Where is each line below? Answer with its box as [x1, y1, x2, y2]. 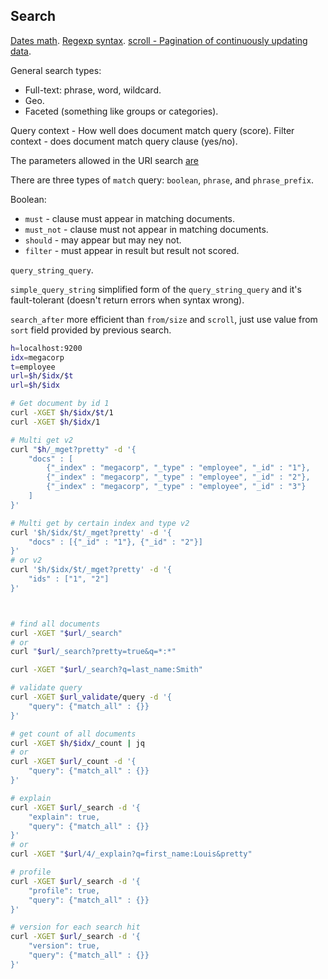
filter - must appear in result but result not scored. [24, 244, 240, 256]
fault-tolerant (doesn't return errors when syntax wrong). [10, 294, 245, 306]
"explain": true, [28, 812, 101, 822]
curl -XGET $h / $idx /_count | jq [10, 738, 145, 748]
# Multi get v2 [10, 435, 74, 445]
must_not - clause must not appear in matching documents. [24, 223, 269, 235]
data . [10, 45, 32, 57]
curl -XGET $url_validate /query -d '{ [10, 692, 172, 703]
